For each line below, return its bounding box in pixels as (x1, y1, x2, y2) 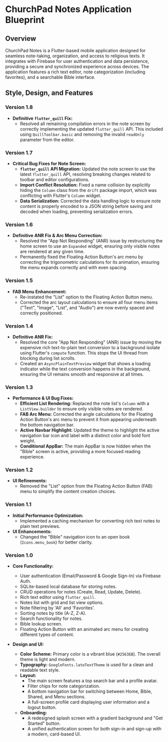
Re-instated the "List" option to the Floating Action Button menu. (20, 294, 153, 300)
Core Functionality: (12, 563, 54, 569)
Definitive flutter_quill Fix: (12, 115, 73, 121)
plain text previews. (20, 523, 61, 529)
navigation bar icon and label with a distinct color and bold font (20, 433, 150, 439)
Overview (5, 34, 37, 43)
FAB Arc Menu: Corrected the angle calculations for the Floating (20, 411, 153, 417)
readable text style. (20, 667, 60, 673)
